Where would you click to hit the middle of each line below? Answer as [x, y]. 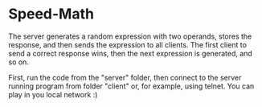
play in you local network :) [53, 94]
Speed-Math [51, 14]
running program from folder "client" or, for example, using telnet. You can [131, 86]
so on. [19, 62]
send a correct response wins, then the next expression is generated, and [131, 53]
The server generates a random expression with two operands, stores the [130, 36]
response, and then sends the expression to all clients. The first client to [128, 44]
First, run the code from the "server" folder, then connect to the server [125, 77]
